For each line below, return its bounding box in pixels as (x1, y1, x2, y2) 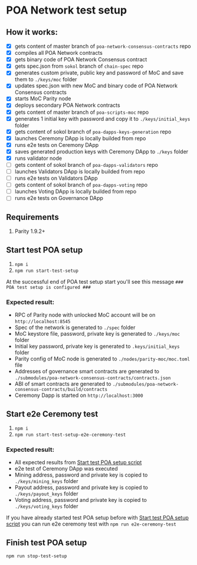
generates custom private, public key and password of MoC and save (14, 69, 184, 77)
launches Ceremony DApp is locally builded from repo (14, 134, 146, 142)
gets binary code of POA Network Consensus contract (14, 56, 147, 63)
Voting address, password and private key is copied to (14, 497, 147, 504)
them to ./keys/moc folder (14, 76, 77, 83)
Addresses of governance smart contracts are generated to (14, 368, 159, 375)
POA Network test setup (6, 4, 127, 17)
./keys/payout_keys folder (14, 490, 78, 497)
